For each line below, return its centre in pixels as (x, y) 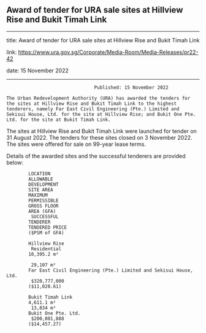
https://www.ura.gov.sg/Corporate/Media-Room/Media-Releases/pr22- (108, 52)
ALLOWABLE (41, 179)
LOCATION (40, 174)
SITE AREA (41, 189)
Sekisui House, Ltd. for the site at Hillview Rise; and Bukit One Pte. (101, 114)
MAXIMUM (38, 195)
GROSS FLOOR (44, 206)
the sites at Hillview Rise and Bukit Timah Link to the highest (91, 104)
